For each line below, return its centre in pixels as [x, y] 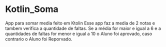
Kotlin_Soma [32, 9]
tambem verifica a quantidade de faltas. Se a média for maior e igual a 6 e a [83, 28]
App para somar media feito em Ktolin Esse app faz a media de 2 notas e [80, 23]
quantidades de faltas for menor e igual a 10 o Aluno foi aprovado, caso [79, 33]
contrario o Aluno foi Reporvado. [39, 39]
